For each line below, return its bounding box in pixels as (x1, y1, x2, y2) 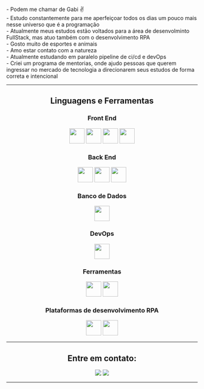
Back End (87, 153, 117, 161)
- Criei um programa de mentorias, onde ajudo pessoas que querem (6, 60, 177, 67)
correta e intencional (6, 72, 58, 80)
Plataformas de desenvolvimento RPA (45, 306, 159, 314)
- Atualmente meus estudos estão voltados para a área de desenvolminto (6, 27, 190, 35)
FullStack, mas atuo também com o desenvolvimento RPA (6, 34, 151, 41)
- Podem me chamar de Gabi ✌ (6, 5, 84, 13)
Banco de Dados (77, 191, 127, 200)
